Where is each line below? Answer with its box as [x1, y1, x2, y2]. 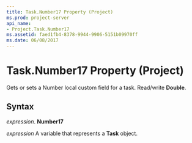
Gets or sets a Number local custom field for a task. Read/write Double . [6, 84, 186, 91]
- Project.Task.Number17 [6, 26, 70, 32]
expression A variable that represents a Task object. [6, 130, 138, 137]
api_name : [6, 20, 32, 26]
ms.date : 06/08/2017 [6, 37, 59, 43]
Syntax [6, 101, 34, 112]
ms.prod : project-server [6, 15, 70, 21]
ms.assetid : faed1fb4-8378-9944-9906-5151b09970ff [6, 32, 138, 38]
